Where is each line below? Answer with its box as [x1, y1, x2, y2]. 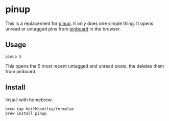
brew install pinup [5, 111, 47, 116]
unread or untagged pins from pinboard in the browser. [5, 25, 121, 32]
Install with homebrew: [5, 97, 53, 103]
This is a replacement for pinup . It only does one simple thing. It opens [5, 20, 154, 26]
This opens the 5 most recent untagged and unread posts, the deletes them [5, 63, 164, 69]
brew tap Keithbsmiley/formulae [5, 106, 74, 111]
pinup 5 [5, 54, 22, 59]
